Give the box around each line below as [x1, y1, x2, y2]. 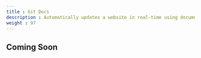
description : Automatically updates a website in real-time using [6, 14, 178, 20]
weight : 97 [6, 20, 36, 26]
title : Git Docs [6, 8, 50, 15]
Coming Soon [6, 42, 58, 52]
